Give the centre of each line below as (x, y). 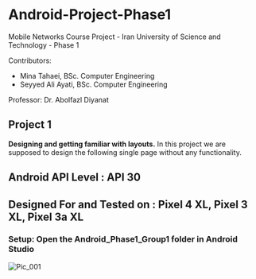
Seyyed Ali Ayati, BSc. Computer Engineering (94, 84)
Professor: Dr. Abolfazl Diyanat (58, 99)
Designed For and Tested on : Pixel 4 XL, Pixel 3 (128, 204)
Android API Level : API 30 (75, 178)
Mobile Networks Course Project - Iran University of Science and (114, 37)
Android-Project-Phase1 (90, 15)
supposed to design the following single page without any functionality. (125, 152)
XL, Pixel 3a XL (46, 217)
